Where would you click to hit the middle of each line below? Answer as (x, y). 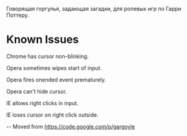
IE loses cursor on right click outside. (52, 115)
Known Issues (43, 40)
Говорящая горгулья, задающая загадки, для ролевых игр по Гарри (94, 9)
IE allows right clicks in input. (42, 103)
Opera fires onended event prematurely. (56, 79)
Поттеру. (18, 15)
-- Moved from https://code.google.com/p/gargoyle (71, 126)
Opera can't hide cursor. (37, 91)
